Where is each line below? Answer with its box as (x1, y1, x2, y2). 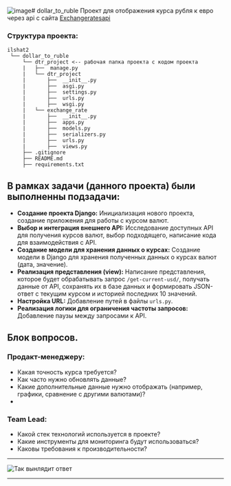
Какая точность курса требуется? (16, 367, 117, 376)
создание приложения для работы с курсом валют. (16, 216, 169, 225)
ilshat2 (7, 47, 30, 54)
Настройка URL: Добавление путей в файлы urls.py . (16, 297, 173, 305)
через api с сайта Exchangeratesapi (7, 14, 111, 22)
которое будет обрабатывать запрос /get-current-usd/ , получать (16, 275, 210, 283)
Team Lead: (7, 414, 47, 424)
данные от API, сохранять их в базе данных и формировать (16, 283, 192, 291)
